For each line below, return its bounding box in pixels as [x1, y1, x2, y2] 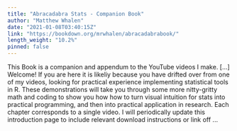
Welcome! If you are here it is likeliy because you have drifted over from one [7, 70, 230, 79]
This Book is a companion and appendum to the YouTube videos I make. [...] [7, 63, 231, 71]
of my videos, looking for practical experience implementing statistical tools [7, 78, 228, 86]
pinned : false [7, 43, 50, 50]
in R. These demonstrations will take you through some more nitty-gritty [7, 86, 218, 93]
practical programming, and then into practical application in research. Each [7, 101, 229, 108]
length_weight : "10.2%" [7, 37, 78, 44]
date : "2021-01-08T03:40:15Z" [7, 23, 97, 30]
